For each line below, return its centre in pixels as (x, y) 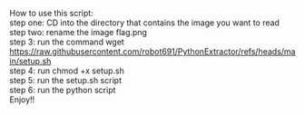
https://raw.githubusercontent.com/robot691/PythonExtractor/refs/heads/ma (152, 52)
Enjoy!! (22, 100)
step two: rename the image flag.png (79, 32)
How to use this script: (51, 13)
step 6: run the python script (63, 90)
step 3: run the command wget (67, 42)
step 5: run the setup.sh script (66, 80)
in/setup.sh (30, 61)
